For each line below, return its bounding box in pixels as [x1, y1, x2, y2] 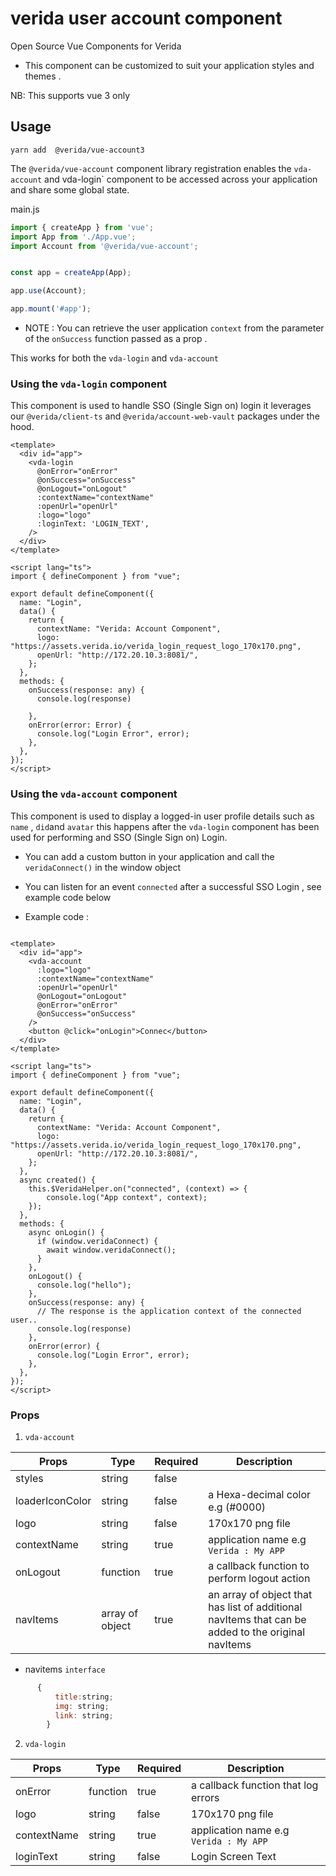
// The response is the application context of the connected [36, 1306, 302, 1316]
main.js [10, 203, 40, 215]
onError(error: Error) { [28, 720, 132, 731]
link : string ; [54, 1710, 114, 1721]
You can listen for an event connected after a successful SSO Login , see [24, 880, 322, 892]
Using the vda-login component [10, 377, 168, 391]
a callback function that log [191, 1778, 319, 1792]
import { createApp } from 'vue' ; [10, 222, 155, 232]
